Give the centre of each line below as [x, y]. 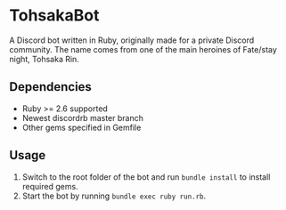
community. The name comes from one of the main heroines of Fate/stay [143, 49]
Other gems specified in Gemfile [82, 127]
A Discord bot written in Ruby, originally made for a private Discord [132, 40]
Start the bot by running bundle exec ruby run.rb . [114, 196]
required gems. [50, 186]
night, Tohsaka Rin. [45, 59]
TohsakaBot [54, 16]
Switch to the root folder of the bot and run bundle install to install [146, 177]
